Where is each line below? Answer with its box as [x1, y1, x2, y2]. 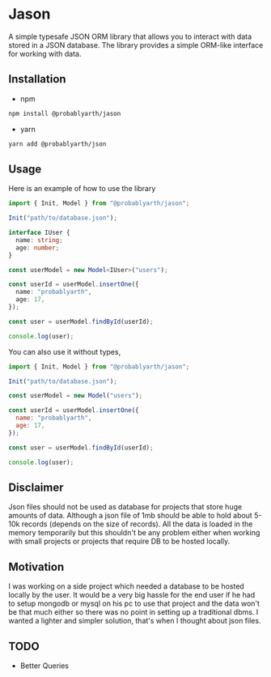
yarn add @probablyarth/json [8, 139, 107, 148]
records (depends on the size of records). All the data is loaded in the [21, 519, 253, 529]
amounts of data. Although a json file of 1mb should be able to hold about [8, 511, 252, 521]
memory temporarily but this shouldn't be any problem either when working [8, 528, 260, 538]
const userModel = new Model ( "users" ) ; [8, 392, 143, 400]
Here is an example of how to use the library [8, 184, 156, 194]
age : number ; [15, 244, 60, 252]
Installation [8, 72, 66, 86]
